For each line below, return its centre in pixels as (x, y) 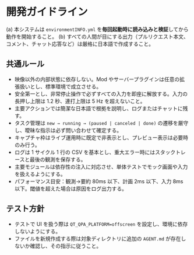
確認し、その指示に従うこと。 (66, 246)
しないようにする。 (38, 231)
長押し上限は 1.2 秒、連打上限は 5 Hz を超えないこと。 (80, 101)
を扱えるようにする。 (40, 174)
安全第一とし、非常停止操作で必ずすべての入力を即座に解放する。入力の (101, 93)
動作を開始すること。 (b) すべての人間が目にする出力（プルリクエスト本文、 (98, 36)
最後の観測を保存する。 (58, 159)
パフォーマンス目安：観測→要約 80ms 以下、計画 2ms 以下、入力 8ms (99, 181)
